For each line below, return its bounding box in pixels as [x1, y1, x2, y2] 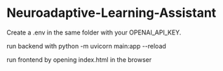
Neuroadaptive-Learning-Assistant [6, 5, 217, 21]
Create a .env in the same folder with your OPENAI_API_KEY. [6, 28, 182, 37]
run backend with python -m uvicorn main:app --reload [6, 41, 166, 50]
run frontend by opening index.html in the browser [6, 55, 152, 64]
